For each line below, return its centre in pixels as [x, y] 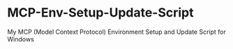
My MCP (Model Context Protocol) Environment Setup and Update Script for [117, 32]
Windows [21, 39]
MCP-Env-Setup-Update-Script [100, 13]
